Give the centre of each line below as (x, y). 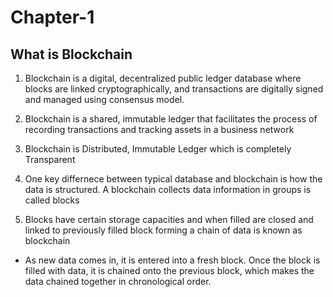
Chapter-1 (52, 17)
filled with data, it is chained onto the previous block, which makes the (169, 270)
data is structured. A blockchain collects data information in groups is (168, 189)
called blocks (52, 200)
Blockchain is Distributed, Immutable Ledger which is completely (158, 149)
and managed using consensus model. (104, 99)
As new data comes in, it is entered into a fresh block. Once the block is (172, 260)
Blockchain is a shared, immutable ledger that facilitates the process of (171, 119)
